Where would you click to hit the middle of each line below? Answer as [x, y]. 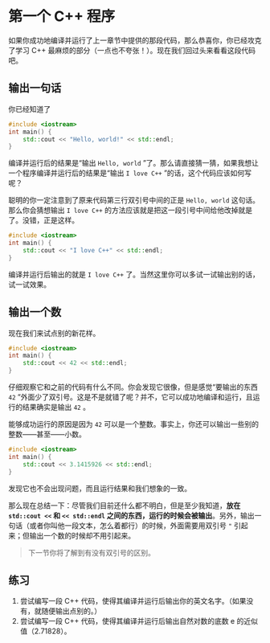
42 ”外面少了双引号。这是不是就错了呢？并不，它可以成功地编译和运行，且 [131, 397]
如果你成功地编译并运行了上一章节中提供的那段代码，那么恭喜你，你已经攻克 [135, 40]
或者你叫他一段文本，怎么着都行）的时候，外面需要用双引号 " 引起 [139, 525]
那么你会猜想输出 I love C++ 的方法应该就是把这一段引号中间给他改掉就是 [131, 211]
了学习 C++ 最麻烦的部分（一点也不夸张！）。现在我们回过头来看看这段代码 [132, 50]
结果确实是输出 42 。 [56, 408]
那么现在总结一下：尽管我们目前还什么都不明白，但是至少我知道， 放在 [125, 505]
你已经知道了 [29, 109]
